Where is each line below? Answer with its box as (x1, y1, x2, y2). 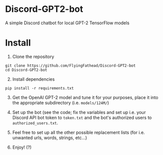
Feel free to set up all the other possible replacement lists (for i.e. (12, 129, 145, 135)
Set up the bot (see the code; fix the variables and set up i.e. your (12, 109, 146, 115)
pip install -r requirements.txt (5, 86, 74, 91)
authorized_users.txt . (12, 120, 58, 126)
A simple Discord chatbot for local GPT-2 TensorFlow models (5, 20, 130, 26)
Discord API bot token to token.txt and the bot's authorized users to (12, 114, 152, 120)
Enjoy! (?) (12, 144, 32, 150)
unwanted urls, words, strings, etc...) (12, 135, 87, 141)
